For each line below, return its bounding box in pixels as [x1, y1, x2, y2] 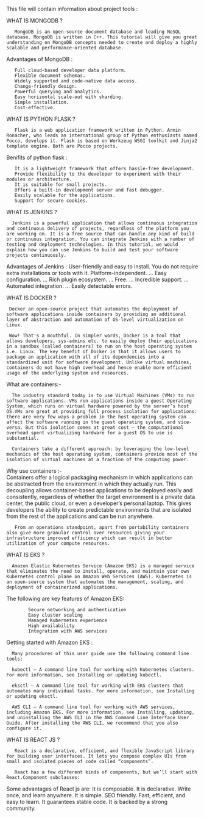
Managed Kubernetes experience [28, 617, 108, 623]
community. [6, 805, 36, 812]
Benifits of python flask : [6, 154, 68, 161]
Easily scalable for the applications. [14, 192, 116, 198]
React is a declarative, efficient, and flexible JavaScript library [14, 748, 195, 754]
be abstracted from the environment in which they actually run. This [6, 480, 177, 487]
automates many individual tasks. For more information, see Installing [6, 688, 195, 694]
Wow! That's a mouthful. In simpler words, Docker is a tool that [9, 332, 181, 339]
